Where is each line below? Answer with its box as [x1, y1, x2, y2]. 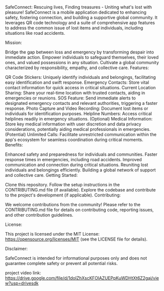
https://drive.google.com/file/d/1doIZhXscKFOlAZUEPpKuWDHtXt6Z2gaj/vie [5, 275, 159, 281]
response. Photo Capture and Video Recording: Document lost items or [5, 105, 148, 111]
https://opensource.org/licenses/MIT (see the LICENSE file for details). [5, 236, 148, 242]
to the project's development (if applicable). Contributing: [5, 192, 121, 198]
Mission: [5, 40, 22, 46]
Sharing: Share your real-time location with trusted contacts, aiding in [5, 90, 145, 96]
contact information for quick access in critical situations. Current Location [5, 85, 156, 90]
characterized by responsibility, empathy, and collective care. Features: [5, 65, 149, 71]
